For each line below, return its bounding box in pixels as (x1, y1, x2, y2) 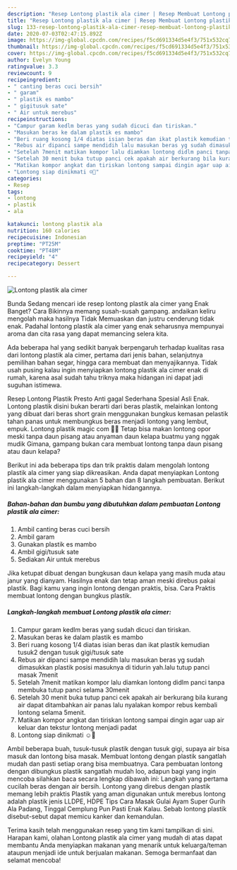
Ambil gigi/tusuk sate (17, 547, 80, 556)
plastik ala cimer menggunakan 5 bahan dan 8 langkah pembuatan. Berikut (7, 476, 225, 484)
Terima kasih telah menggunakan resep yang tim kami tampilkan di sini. (7, 825, 214, 834)
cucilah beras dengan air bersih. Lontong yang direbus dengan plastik (7, 782, 211, 790)
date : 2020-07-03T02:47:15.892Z (7, 30, 102, 38)
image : (7, 37, 27, 44)
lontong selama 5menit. (17, 708, 86, 716)
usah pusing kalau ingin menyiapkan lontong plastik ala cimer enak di (7, 366, 209, 374)
